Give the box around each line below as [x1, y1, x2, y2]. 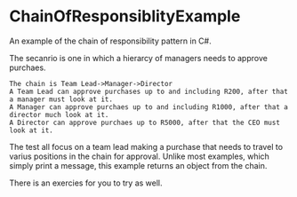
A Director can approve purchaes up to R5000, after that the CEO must [9, 118, 280, 127]
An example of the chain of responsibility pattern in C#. [9, 35, 212, 46]
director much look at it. [9, 110, 109, 119]
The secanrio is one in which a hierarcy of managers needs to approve [9, 52, 269, 63]
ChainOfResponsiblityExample [9, 6, 241, 27]
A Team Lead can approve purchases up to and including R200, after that [9, 87, 289, 96]
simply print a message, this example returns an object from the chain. [9, 160, 268, 170]
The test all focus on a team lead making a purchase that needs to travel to [9, 141, 283, 152]
